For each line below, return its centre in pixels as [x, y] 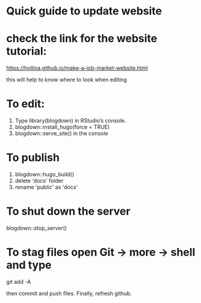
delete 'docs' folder [39, 181]
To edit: [26, 104]
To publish [33, 158]
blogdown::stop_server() [37, 228]
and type [29, 265]
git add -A [19, 281]
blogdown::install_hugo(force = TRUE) [62, 127]
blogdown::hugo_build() [45, 174]
